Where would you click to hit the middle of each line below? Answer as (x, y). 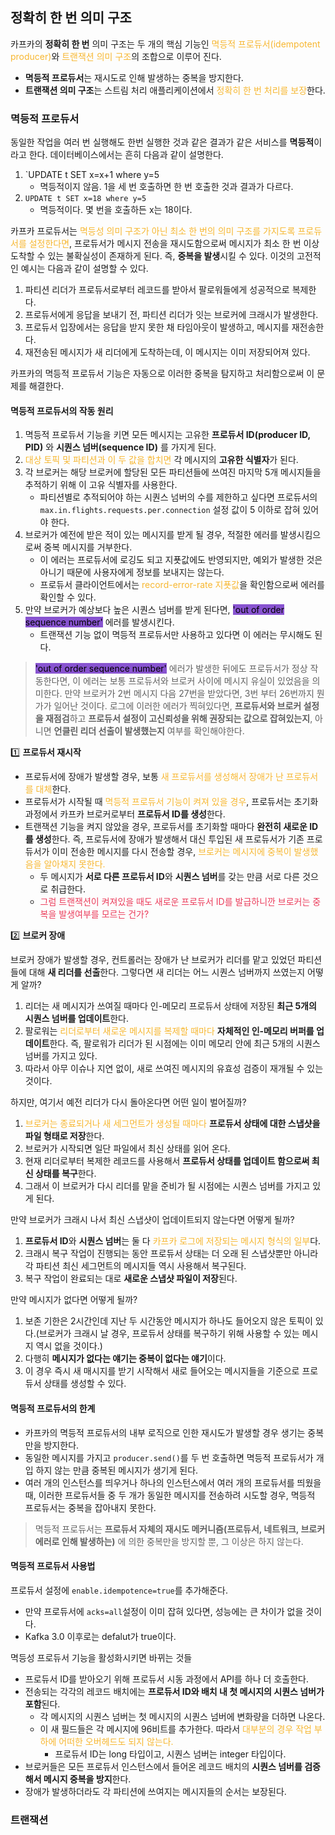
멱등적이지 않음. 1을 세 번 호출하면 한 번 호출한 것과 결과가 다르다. (166, 187)
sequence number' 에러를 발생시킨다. (99, 622)
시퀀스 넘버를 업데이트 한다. (77, 1019)
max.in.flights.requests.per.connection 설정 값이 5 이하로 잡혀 (170, 510)
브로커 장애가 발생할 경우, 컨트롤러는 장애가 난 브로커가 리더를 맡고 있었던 (153, 960)
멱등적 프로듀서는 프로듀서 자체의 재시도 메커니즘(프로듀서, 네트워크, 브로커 (180, 1529)
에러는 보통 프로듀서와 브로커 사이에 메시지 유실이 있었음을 (196, 681)
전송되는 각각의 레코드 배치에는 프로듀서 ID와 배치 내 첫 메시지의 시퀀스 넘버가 (174, 1691)
